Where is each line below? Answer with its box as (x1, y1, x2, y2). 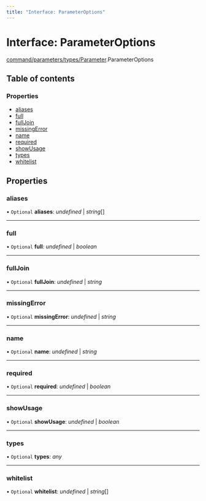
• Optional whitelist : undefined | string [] (6, 488, 109, 495)
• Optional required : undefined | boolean (6, 383, 111, 390)
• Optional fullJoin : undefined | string (6, 278, 102, 285)
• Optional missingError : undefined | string (6, 313, 116, 320)
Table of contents (6, 73, 75, 83)
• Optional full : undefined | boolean (6, 243, 97, 250)
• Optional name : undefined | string (6, 348, 97, 356)
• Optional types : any (6, 453, 63, 461)
